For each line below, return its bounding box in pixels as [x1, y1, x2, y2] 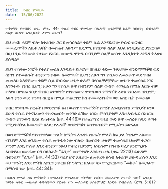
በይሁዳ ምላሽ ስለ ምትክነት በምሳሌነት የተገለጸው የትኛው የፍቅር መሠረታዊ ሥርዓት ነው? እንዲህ [5, 175, 153, 180]
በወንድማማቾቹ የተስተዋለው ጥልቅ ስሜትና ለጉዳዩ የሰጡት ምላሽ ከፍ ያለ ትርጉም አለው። [5, 131, 151, 137]
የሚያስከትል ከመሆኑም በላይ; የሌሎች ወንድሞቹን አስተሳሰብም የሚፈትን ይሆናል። [5, 121, 138, 127]
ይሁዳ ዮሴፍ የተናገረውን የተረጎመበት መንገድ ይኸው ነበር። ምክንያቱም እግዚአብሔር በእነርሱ [5, 110, 154, 116]
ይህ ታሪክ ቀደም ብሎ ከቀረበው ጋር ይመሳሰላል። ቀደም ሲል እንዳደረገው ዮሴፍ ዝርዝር [5, 39, 143, 45]
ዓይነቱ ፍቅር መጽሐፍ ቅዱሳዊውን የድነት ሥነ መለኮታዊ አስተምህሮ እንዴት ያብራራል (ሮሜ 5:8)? [5, 179, 156, 185]
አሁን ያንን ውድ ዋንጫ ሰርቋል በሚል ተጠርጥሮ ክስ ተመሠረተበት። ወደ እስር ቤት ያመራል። [5, 94, 151, 101]
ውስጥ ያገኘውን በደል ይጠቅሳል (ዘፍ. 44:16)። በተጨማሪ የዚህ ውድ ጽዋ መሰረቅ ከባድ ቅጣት [5, 116, 157, 122]
